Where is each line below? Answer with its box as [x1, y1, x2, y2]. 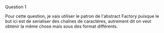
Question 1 [5, 4, 27, 10]
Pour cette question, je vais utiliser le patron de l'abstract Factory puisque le [5, 13, 160, 19]
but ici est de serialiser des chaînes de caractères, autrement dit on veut [5, 19, 151, 24]
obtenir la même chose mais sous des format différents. [5, 23, 118, 29]
